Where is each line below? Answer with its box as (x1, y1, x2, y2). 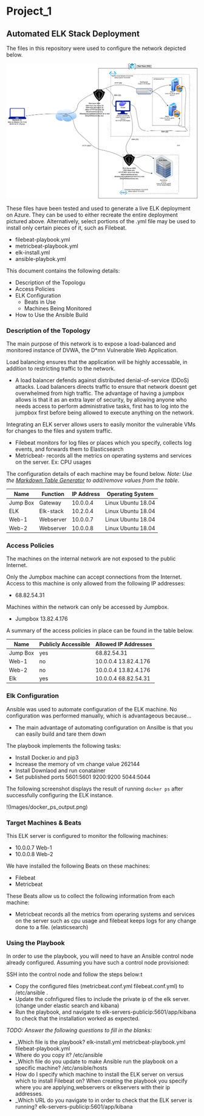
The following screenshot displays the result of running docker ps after (6, 785, 183, 792)
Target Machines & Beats (6, 818, 82, 827)
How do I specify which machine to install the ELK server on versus (15, 1071, 184, 1078)
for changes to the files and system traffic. (6, 427, 113, 434)
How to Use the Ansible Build (15, 311, 88, 318)
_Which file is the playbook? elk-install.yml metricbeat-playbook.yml (15, 1039, 186, 1046)
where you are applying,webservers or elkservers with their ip (15, 1084, 171, 1091)
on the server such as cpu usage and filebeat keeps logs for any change (15, 917, 197, 924)
